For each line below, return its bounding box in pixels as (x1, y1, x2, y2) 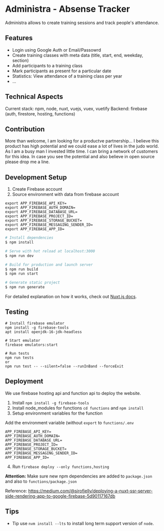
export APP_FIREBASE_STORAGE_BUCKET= (5, 218, 82, 223)
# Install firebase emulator (5, 321, 65, 326)
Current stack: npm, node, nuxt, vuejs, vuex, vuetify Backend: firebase (5, 106, 148, 112)
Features (5, 34, 33, 42)
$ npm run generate (5, 285, 45, 290)
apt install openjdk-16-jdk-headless (5, 329, 82, 335)
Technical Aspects (5, 92, 64, 101)
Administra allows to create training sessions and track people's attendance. (5, 20, 159, 26)
